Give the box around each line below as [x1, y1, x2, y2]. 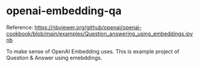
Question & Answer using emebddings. [6, 54, 102, 61]
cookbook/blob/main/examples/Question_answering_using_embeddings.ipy [6, 30, 193, 37]
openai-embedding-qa [6, 4, 122, 18]
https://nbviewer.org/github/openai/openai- [34, 24, 142, 31]
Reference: [6, 24, 34, 31]
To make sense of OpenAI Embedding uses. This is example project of [6, 47, 180, 55]
